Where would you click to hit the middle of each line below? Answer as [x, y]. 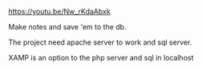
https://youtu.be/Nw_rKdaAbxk [59, 12]
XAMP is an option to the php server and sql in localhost [101, 58]
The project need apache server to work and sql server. [100, 42]
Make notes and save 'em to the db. [67, 27]
